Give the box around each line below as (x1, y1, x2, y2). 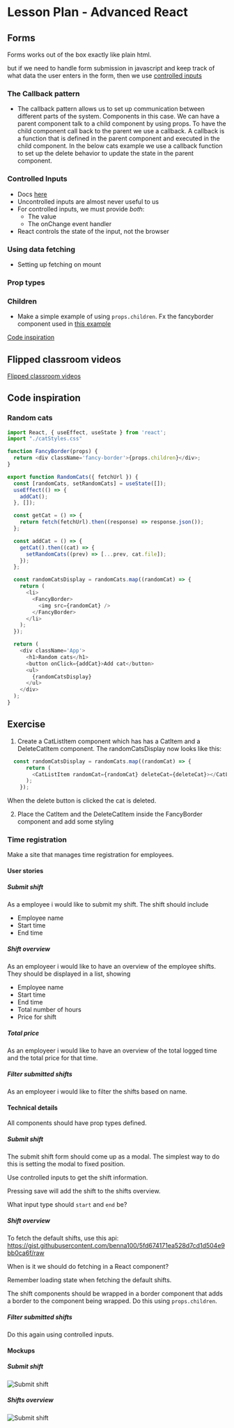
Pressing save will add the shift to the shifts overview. (7, 1187, 161, 1196)
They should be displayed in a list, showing (7, 969, 131, 978)
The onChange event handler (27, 219, 112, 228)
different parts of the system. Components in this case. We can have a (17, 112, 220, 121)
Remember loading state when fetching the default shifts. (7, 1276, 172, 1284)
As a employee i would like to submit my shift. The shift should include (7, 900, 209, 909)
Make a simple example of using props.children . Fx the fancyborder (17, 312, 214, 321)
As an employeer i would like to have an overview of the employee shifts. (7, 962, 216, 970)
